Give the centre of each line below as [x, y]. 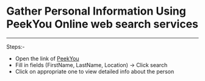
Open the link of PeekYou [47, 58]
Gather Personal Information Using [96, 11]
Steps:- [16, 46]
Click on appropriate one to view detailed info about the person [95, 71]
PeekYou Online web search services [103, 24]
